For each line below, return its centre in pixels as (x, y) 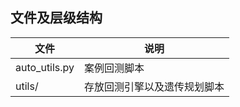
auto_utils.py (45, 67)
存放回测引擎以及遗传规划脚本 (154, 86)
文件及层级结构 (56, 18)
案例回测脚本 (114, 68)
